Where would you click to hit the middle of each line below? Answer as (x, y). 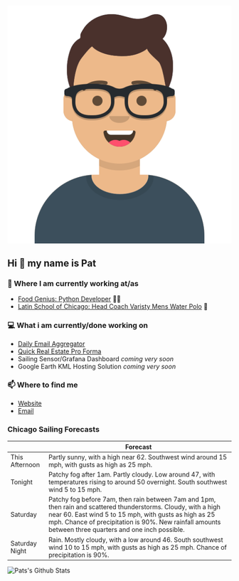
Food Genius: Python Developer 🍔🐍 (69, 299)
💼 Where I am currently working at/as (73, 283)
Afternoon (25, 464)
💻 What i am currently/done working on (78, 326)
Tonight (22, 482)
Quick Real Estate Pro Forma (59, 351)
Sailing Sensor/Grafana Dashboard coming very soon (96, 358)
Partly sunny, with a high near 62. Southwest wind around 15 (138, 457)
